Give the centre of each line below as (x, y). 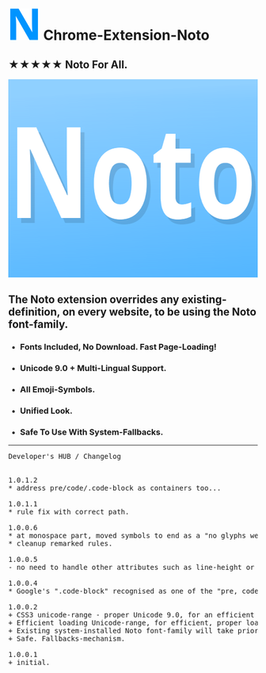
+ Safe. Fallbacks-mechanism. (67, 639)
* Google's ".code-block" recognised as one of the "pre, (123, 591)
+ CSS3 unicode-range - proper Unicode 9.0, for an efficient (131, 615)
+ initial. (29, 663)
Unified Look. (46, 411)
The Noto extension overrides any (94, 300)
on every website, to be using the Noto (160, 312)
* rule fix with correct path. (69, 512)
